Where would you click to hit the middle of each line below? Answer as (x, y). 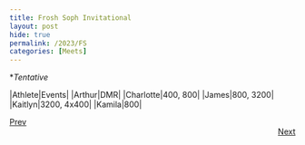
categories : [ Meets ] (49, 52)
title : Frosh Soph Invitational (70, 18)
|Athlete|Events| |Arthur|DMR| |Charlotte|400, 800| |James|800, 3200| (142, 95)
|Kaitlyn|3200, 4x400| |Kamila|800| (76, 104)
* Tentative (29, 77)
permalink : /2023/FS (49, 43)
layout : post (34, 26)
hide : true (30, 34)
